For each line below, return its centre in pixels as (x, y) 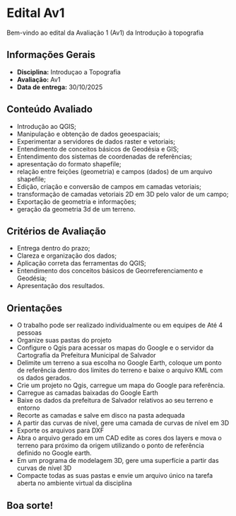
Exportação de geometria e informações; (77, 201)
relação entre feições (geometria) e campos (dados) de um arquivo (114, 171)
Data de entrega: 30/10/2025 (60, 87)
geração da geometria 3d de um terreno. (76, 209)
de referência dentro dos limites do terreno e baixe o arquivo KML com (120, 370)
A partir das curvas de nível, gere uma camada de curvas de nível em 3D (123, 423)
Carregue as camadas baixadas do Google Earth (87, 393)
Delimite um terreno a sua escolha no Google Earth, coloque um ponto (119, 363)
